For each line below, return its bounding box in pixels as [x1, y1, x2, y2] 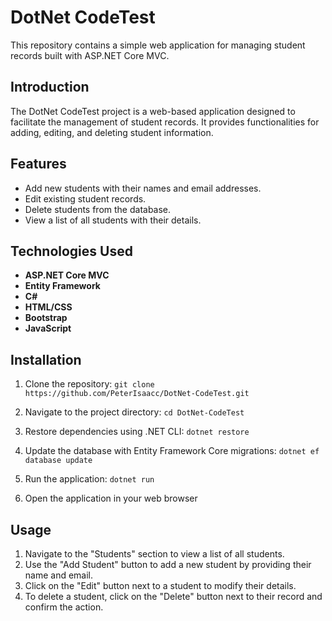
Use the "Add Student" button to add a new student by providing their [24, 559, 312, 570]
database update [24, 456, 93, 466]
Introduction [10, 79, 90, 96]
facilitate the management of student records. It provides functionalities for [10, 116, 320, 128]
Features [10, 156, 67, 173]
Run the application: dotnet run [24, 473, 155, 485]
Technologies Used [10, 242, 133, 260]
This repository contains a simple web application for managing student [10, 39, 306, 51]
